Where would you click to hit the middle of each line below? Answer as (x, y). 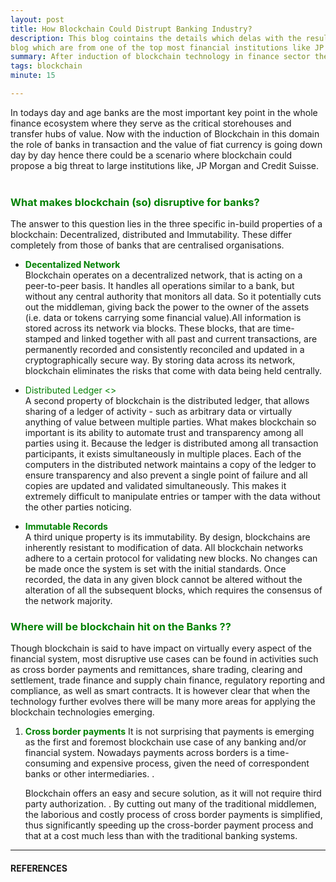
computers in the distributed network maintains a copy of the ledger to (170, 465)
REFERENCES (39, 868)
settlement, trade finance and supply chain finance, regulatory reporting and (168, 680)
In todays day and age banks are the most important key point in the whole (164, 112)
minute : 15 (33, 76)
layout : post (37, 19)
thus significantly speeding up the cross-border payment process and (169, 825)
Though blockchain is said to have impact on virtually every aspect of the (161, 648)
